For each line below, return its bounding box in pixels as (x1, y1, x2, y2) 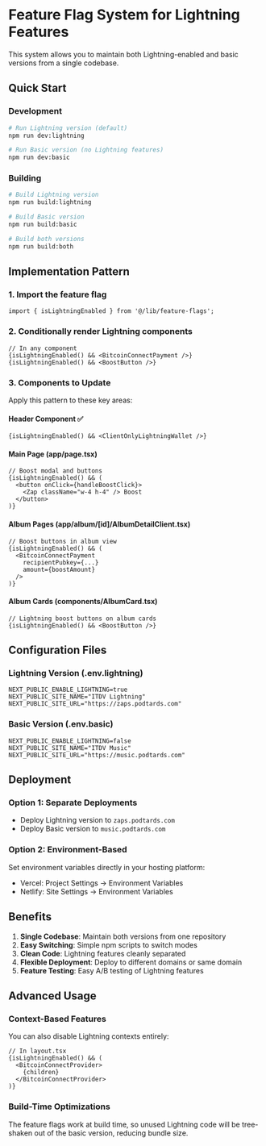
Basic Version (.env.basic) (8, 719, 114, 730)
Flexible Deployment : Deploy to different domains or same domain (19, 957, 243, 967)
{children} (23, 1069, 60, 1077)
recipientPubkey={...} (23, 558, 99, 566)
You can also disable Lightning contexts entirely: (8, 1031, 169, 1041)
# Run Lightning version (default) (8, 123, 128, 132)
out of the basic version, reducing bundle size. (34, 1127, 189, 1138)
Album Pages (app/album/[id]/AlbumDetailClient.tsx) (8, 519, 191, 529)
